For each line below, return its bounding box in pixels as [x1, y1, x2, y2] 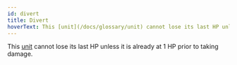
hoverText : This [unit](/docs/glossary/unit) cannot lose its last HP [7, 23, 219, 30]
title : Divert [7, 17, 49, 24]
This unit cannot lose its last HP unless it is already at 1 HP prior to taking [7, 43, 219, 51]
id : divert [7, 10, 39, 17]
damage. [7, 50, 33, 58]
